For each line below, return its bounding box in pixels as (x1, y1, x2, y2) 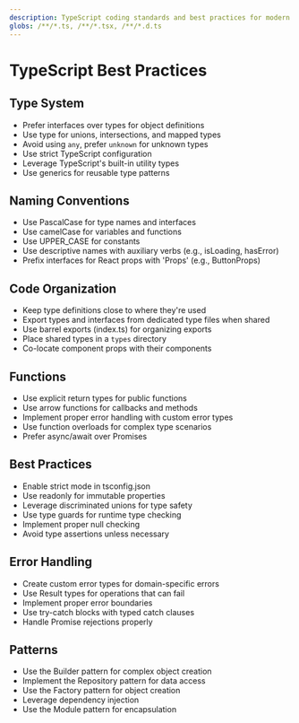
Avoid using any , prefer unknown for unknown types (21, 138, 209, 149)
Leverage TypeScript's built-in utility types (21, 158, 180, 169)
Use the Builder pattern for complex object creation (21, 666, 212, 677)
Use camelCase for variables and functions (21, 226, 182, 238)
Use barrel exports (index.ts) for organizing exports (21, 324, 212, 335)
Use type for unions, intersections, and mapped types (21, 129, 221, 140)
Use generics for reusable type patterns (21, 167, 170, 178)
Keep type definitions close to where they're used (21, 305, 207, 316)
